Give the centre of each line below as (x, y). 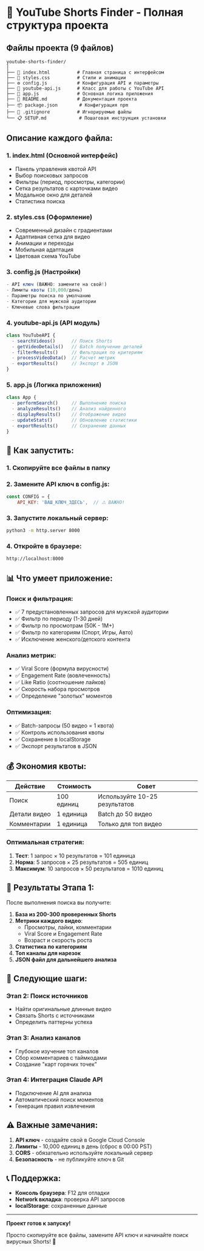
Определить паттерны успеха (54, 1022)
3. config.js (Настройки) (43, 272)
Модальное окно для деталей (54, 195)
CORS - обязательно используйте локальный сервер (84, 1152)
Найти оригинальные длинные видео (63, 1009)
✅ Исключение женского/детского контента (73, 639)
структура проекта (57, 25)
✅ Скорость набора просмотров (57, 689)
